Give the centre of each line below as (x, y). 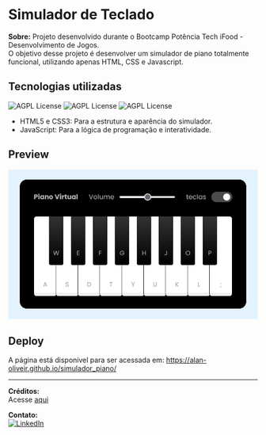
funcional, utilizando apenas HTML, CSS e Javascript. (96, 62)
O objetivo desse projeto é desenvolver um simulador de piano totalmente (129, 53)
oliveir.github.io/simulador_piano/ (63, 368)
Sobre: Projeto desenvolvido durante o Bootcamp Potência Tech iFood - (126, 36)
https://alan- (186, 360)
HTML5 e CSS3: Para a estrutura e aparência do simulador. (116, 121)
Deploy (26, 341)
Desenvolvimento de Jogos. (54, 44)
